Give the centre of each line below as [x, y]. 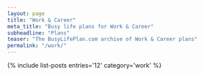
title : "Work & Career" [42, 20]
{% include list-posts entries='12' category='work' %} [85, 65]
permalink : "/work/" [37, 46]
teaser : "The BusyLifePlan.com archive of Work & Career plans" [102, 39]
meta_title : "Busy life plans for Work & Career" [81, 26]
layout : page [26, 13]
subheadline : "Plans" [39, 33]
